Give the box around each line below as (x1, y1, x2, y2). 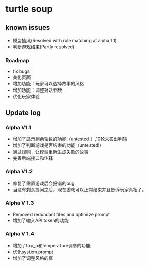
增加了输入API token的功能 (12, 217, 69, 223)
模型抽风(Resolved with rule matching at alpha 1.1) (12, 38, 117, 43)
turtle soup (5, 3, 53, 15)
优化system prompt (12, 249, 53, 255)
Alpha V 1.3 (5, 199, 34, 206)
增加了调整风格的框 (12, 255, 53, 261)
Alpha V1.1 (5, 124, 32, 131)
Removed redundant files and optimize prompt (12, 211, 110, 217)
